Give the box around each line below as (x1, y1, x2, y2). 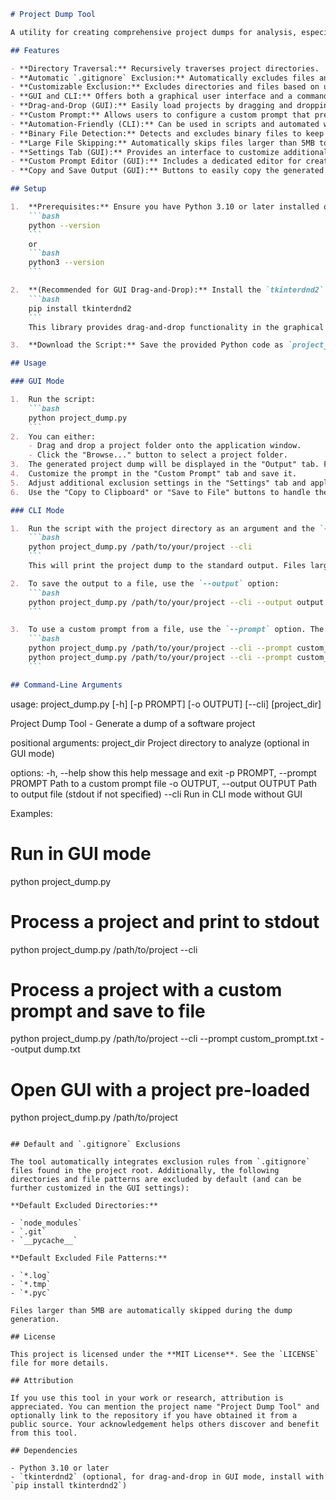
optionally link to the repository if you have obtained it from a (10, 1411, 298, 1421)
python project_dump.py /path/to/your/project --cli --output (28, 597, 293, 607)
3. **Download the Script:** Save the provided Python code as (10, 340, 284, 350)
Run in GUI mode (10, 842, 152, 865)
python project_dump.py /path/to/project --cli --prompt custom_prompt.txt (10, 1033, 318, 1045)
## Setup (10, 184, 47, 194)
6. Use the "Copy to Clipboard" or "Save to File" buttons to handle (10, 487, 311, 497)
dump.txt (43, 1043, 81, 1055)
